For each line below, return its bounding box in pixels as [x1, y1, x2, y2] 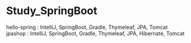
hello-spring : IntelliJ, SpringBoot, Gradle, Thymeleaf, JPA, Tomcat [6, 24, 168, 31]
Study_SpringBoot [6, 4, 98, 18]
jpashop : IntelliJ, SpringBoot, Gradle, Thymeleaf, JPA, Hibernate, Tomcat [6, 29, 185, 37]
